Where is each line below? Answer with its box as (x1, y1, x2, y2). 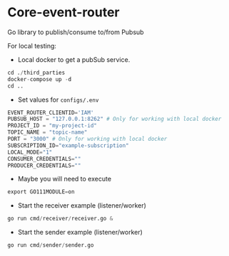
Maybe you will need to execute (17, 175, 112, 183)
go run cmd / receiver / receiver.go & (7, 215, 113, 223)
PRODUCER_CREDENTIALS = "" (7, 161, 81, 169)
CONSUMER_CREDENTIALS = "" (7, 155, 81, 162)
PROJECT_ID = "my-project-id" (7, 122, 98, 129)
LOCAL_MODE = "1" (7, 149, 53, 156)
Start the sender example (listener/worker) (17, 228, 143, 237)
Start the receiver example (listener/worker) (17, 201, 146, 210)
